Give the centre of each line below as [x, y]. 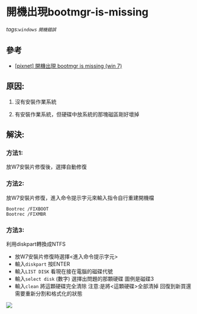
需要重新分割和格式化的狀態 [49, 293]
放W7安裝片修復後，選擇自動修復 [46, 167]
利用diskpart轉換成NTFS [36, 244]
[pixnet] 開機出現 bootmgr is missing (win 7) [68, 66]
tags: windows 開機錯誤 [31, 29]
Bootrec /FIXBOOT [28, 209]
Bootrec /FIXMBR [26, 214]
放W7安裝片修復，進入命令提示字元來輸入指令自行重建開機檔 [80, 198]
